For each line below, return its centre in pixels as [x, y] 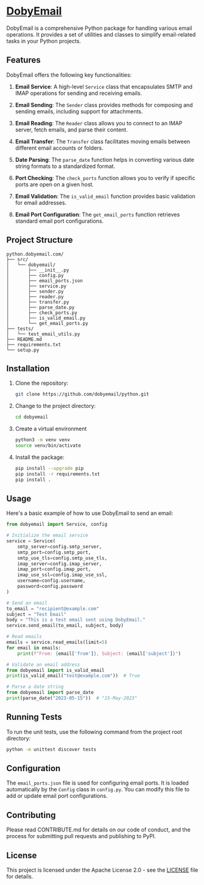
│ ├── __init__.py [38, 270]
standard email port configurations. [59, 221]
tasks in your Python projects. [44, 41]
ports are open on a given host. [55, 184]
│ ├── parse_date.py [40, 307]
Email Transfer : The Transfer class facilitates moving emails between [103, 141]
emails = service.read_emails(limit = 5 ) [57, 642]
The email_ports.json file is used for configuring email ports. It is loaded [97, 783]
